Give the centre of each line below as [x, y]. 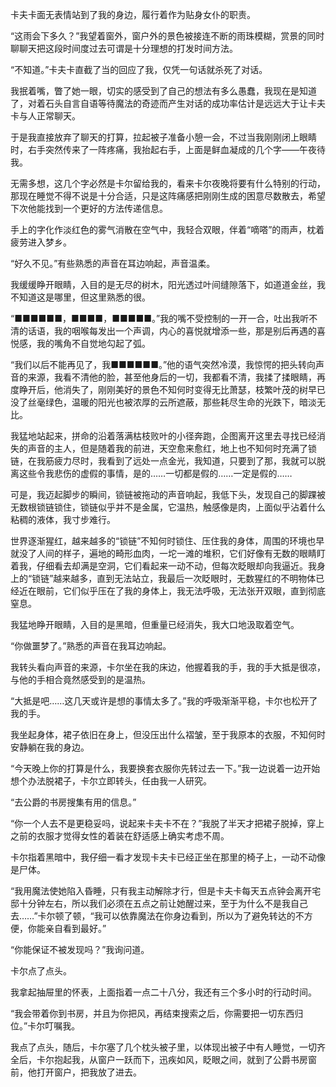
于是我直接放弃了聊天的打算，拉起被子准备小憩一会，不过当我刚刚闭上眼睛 [163, 137]
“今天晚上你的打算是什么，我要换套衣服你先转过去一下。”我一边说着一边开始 [165, 768]
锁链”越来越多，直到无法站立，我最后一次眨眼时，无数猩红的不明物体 [174, 578]
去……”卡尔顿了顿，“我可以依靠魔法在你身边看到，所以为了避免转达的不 [157, 916]
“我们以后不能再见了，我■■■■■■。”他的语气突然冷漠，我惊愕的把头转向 [163, 364]
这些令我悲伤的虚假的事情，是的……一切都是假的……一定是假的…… [155, 473]
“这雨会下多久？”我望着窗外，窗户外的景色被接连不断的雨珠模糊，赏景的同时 [167, 36]
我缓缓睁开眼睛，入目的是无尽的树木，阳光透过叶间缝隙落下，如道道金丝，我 [168, 284]
